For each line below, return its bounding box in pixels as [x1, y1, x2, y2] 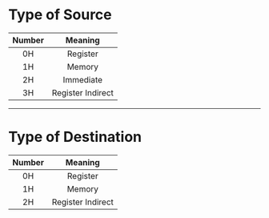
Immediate [62, 74, 102, 85]
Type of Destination [8, 128, 143, 146]
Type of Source [8, 6, 112, 24]
